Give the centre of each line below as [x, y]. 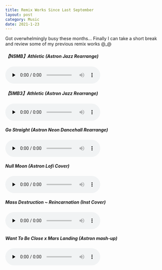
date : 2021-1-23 [22, 24]
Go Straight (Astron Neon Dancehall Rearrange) [57, 129]
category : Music [22, 19]
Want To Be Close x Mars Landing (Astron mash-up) [61, 238]
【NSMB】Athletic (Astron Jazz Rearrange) [52, 56]
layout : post [19, 15]
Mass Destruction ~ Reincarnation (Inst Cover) [56, 202]
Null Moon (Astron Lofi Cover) [37, 166]
